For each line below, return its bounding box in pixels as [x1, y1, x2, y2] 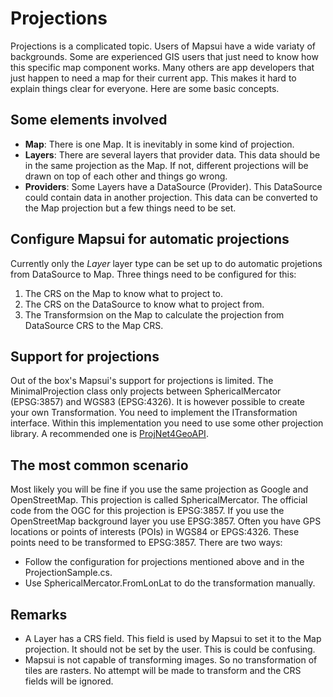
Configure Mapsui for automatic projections [10, 231, 290, 248]
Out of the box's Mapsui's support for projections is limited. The [10, 375, 274, 387]
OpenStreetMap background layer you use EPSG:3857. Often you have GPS [10, 515, 322, 527]
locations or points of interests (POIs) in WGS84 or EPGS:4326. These [10, 526, 300, 538]
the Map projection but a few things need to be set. [24, 202, 237, 214]
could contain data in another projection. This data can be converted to [24, 191, 318, 203]
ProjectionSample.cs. [24, 567, 113, 579]
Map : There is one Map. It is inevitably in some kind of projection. [24, 138, 295, 150]
